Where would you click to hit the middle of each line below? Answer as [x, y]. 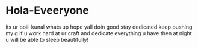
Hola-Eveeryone [48, 10]
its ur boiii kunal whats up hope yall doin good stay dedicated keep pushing [99, 27]
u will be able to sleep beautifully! [47, 39]
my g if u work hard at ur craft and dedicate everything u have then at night [99, 33]
